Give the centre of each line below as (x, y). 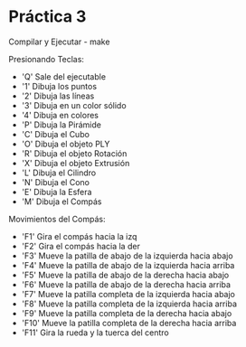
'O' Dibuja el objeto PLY (66, 144)
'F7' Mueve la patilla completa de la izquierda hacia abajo (128, 294)
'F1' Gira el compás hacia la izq (79, 236)
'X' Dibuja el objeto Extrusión (76, 163)
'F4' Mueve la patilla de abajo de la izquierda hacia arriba (128, 265)
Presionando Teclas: (47, 59)
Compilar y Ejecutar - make (59, 42)
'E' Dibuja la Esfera (57, 192)
